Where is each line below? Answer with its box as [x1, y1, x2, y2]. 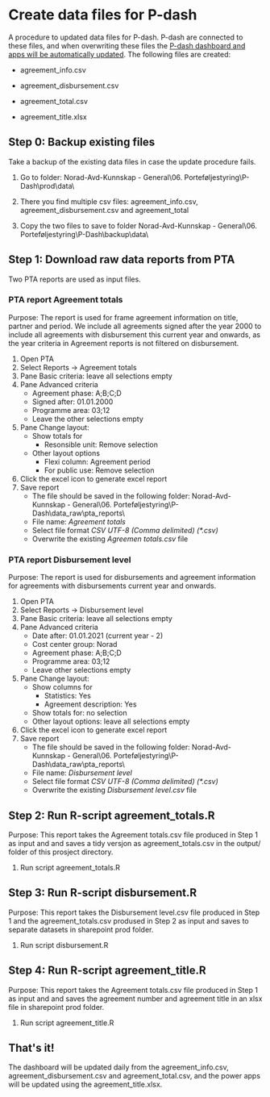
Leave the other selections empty [31, 414, 143, 423]
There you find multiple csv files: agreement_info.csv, [19, 196, 199, 206]
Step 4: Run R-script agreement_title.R [8, 964, 207, 978]
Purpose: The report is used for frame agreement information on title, [8, 312, 239, 322]
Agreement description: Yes [44, 699, 137, 709]
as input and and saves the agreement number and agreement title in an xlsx [8, 994, 263, 1003]
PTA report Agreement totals [8, 294, 123, 306]
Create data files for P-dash [8, 6, 197, 24]
